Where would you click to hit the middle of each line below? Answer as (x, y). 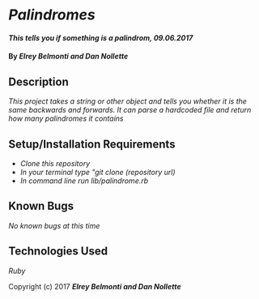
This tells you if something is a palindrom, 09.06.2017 (101, 37)
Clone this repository (55, 163)
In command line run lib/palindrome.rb (84, 181)
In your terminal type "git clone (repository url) (98, 172)
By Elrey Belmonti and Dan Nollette (68, 56)
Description (38, 81)
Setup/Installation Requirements (92, 144)
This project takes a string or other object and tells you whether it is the (127, 101)
